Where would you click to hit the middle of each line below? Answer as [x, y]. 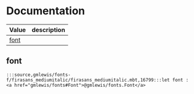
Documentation [46, 11]
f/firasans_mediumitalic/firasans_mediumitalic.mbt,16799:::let [88, 80]
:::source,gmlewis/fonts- [38, 75]
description [49, 30]
